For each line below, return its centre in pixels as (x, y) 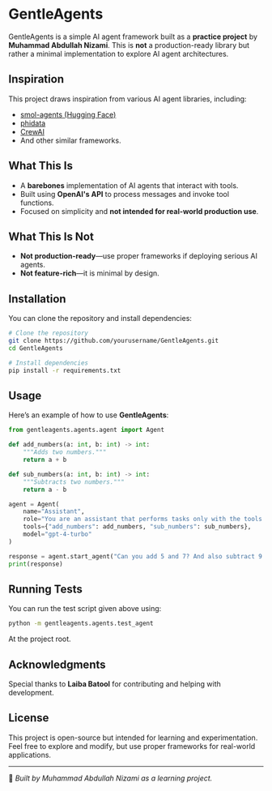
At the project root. (40, 639)
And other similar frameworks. (70, 140)
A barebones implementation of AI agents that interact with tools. (129, 185)
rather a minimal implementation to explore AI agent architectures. (119, 53)
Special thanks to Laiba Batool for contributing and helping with (115, 684)
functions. (37, 203)
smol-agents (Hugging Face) (68, 114)
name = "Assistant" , (54, 511)
